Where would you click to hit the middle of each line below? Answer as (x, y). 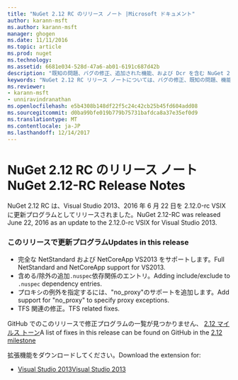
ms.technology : (30, 60)
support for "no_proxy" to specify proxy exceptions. (93, 300)
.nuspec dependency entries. (60, 284)
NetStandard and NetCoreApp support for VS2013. (91, 267)
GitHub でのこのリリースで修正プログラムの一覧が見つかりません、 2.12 (112, 323)
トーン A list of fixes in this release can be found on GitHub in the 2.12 (122, 332)
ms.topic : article (34, 47)
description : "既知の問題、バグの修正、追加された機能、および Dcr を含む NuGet (116, 73)
